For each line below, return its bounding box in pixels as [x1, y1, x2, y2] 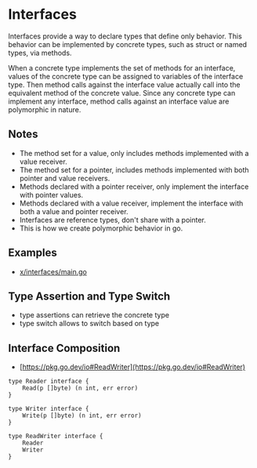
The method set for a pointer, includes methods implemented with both [19, 165, 249, 174]
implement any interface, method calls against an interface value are [8, 96, 230, 106]
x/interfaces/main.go [19, 267, 88, 276]
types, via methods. [8, 48, 72, 57]
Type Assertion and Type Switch [8, 289, 171, 303]
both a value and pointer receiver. [19, 206, 128, 216]
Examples [8, 246, 57, 259]
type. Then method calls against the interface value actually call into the [8, 80, 241, 89]
